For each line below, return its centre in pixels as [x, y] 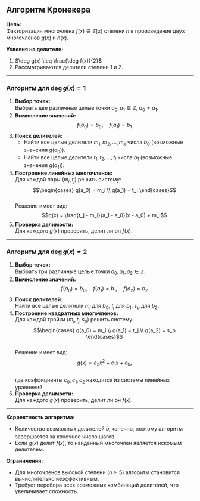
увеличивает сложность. [46, 491]
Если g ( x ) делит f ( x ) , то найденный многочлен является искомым [98, 443]
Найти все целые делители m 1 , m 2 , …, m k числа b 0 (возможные [103, 143]
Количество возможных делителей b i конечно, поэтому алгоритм [99, 430]
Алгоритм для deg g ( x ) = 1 [46, 88]
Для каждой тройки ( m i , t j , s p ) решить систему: [74, 320]
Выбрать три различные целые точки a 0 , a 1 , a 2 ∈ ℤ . [80, 272]
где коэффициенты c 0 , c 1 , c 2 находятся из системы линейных [92, 380]
